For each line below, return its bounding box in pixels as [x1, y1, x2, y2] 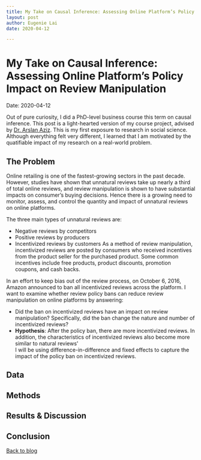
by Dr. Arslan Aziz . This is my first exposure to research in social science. [6, 127, 188, 134]
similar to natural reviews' [14, 340, 79, 347]
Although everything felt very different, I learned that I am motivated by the [6, 133, 191, 140]
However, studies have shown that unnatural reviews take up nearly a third [6, 179, 191, 186]
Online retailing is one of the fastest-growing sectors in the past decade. [6, 172, 185, 179]
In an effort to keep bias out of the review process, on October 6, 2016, [6, 277, 181, 284]
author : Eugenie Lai [6, 20, 58, 26]
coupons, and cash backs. [14, 266, 80, 273]
